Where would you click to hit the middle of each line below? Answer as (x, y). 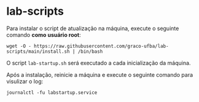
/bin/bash (90, 51)
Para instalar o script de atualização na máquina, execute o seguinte (93, 28)
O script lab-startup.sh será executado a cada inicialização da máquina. (99, 63)
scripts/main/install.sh (38, 51)
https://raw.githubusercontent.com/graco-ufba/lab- (101, 46)
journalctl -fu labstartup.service (52, 92)
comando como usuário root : (44, 34)
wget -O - (19, 46)
